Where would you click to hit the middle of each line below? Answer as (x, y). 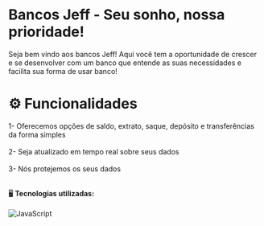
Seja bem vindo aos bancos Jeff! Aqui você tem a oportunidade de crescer (133, 54)
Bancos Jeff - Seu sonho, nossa (117, 15)
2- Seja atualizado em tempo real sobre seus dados (94, 151)
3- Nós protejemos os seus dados (65, 168)
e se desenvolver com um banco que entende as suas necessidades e (125, 63)
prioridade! (46, 32)
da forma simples (37, 134)
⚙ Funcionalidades (73, 104)
